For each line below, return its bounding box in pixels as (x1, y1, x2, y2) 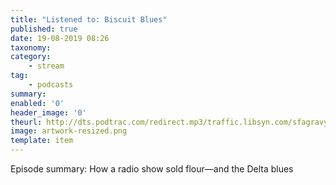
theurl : (10, 117, 43, 127)
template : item (10, 136, 74, 146)
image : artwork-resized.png (10, 126, 128, 136)
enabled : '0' (10, 98, 65, 108)
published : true (10, 24, 78, 34)
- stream (28, 61, 65, 71)
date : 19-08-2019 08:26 (10, 33, 110, 43)
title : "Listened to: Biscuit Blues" (10, 14, 168, 25)
